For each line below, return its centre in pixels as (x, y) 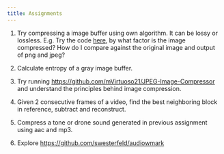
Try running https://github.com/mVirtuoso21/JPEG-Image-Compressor (116, 81)
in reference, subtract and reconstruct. (71, 109)
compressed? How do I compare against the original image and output (116, 47)
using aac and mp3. (45, 129)
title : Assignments (35, 13)
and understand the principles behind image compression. (99, 88)
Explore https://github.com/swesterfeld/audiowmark (90, 143)
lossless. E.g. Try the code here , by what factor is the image (101, 40)
